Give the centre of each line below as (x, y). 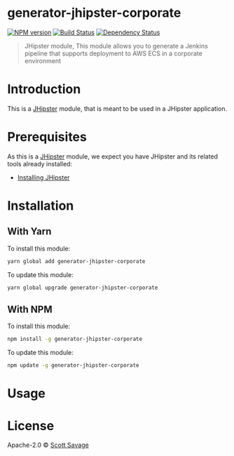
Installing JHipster (43, 177)
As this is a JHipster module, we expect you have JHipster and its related (113, 156)
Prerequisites (47, 137)
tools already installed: (40, 163)
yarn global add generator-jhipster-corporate (76, 261)
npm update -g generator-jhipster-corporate (73, 366)
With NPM (30, 309)
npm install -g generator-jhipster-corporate (75, 339)
